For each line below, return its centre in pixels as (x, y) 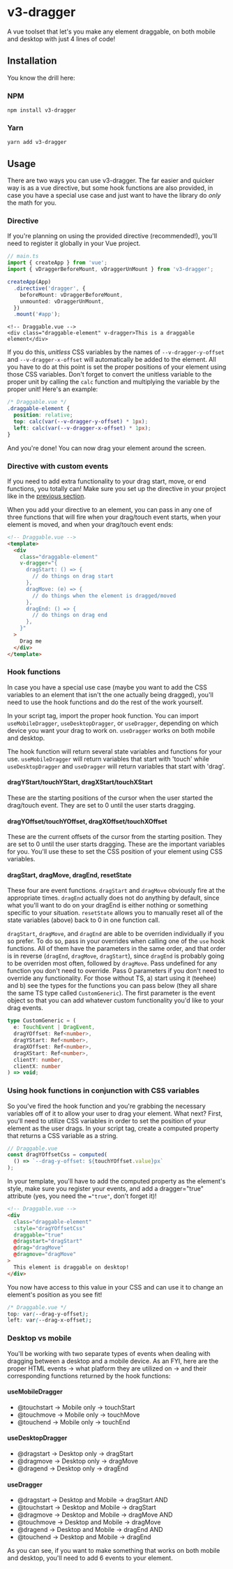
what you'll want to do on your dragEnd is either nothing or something (107, 905)
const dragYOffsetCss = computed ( (58, 1155)
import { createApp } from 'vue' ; (58, 263)
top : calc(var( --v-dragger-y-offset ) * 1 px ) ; (81, 421)
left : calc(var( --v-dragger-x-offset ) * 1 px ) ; (82, 428)
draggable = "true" (39, 1235)
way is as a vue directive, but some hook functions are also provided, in (110, 188)
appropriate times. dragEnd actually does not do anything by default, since (113, 898)
